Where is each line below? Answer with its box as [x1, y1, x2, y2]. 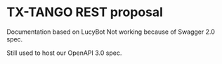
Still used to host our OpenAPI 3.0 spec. [6, 49, 122, 57]
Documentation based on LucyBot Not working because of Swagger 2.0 [6, 27, 216, 36]
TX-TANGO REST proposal [6, 4, 163, 20]
